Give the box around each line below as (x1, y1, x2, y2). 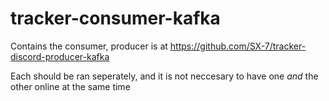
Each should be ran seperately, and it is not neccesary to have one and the (10, 70, 319, 82)
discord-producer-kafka (10, 50, 110, 62)
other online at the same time (10, 80, 131, 92)
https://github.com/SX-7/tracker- (169, 40, 307, 52)
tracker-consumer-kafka (10, 7, 221, 30)
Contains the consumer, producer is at (10, 40, 168, 52)
